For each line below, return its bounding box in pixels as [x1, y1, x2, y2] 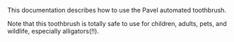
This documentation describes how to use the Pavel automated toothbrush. [7, 6, 227, 14]
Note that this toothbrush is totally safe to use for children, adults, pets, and [7, 20, 228, 27]
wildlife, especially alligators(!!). [7, 27, 99, 35]
